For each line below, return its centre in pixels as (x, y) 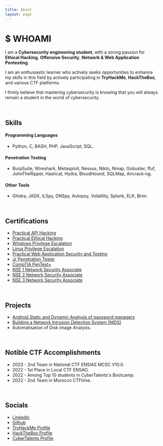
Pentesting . (17, 63)
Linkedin (21, 417)
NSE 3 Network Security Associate (47, 280)
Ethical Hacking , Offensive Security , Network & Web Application (72, 58)
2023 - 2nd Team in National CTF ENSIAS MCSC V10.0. (68, 364)
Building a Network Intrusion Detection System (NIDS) (67, 322)
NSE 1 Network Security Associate (47, 270)
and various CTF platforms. (33, 83)
